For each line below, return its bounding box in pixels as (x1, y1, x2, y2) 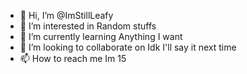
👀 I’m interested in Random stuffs (19, 20, 157, 32)
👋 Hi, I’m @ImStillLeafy (19, 10, 114, 21)
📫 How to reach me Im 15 (19, 53, 127, 64)
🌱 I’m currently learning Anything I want (19, 31, 183, 42)
